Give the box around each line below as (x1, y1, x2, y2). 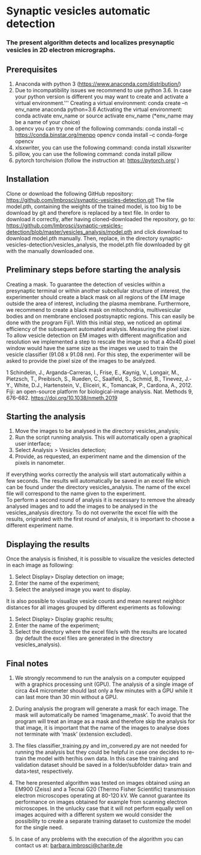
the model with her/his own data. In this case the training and (28, 754, 179, 762)
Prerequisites (6, 64, 58, 74)
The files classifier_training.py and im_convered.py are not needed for (14, 742, 188, 749)
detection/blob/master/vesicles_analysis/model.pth (6, 228, 133, 235)
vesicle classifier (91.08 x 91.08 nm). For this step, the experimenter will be (6, 351, 191, 358)
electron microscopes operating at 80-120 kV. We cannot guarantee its (14, 791, 190, 799)
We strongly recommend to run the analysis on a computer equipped (14, 674, 185, 681)
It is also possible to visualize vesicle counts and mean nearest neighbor (6, 598, 185, 605)
